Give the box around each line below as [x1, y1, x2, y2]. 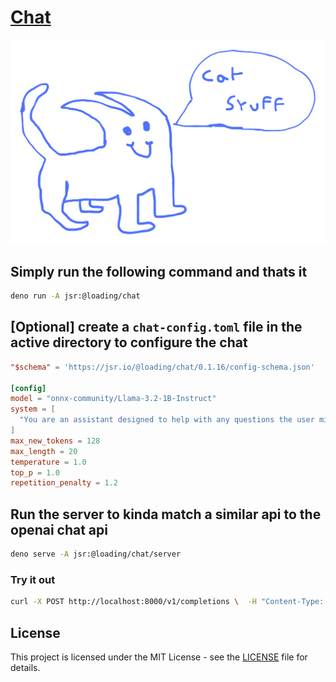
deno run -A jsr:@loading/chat [10, 291, 141, 301]
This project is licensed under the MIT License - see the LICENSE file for [10, 651, 308, 663]
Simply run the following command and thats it [10, 263, 308, 280]
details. [10, 661, 41, 673]
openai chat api [10, 521, 108, 538]
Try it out [10, 572, 56, 586]
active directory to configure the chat [10, 334, 248, 351]
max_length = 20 [10, 446, 78, 456]
